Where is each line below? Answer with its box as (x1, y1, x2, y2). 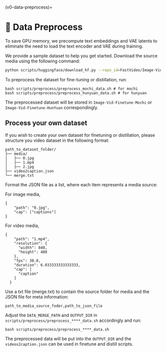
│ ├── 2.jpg (5, 164, 35, 169)
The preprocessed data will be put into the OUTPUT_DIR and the (5, 336, 131, 342)
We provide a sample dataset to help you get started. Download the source (5, 53, 158, 59)
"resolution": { (14, 240, 48, 246)
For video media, (5, 223, 40, 229)
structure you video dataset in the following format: (5, 137, 110, 143)
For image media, (5, 191, 41, 197)
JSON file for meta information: (5, 293, 69, 299)
